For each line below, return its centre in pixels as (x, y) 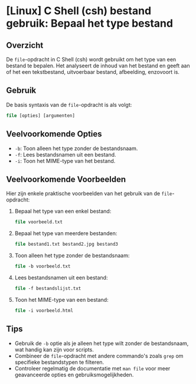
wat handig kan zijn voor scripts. (54, 349)
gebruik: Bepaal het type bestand (89, 23)
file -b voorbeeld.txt (43, 266)
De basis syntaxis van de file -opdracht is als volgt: (69, 105)
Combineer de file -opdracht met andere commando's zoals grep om (99, 356)
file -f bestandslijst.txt (48, 288)
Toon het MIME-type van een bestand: (61, 300)
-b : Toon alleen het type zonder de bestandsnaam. (76, 148)
